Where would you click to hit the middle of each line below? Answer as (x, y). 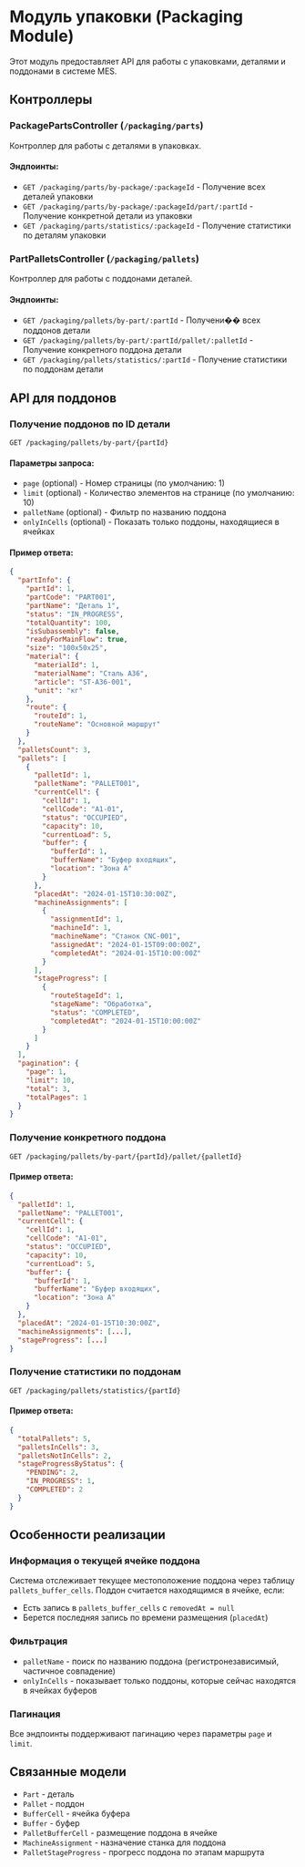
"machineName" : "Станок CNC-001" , (115, 936)
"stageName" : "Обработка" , (101, 1005)
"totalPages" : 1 (57, 1097)
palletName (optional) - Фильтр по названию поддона (124, 512)
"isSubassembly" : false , (73, 631)
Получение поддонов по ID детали (90, 424)
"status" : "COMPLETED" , (95, 1012)
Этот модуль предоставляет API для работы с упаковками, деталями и (148, 61)
